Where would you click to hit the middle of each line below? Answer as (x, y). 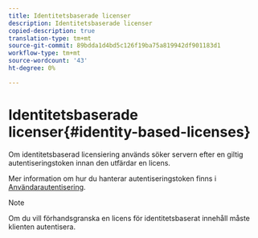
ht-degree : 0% (32, 68)
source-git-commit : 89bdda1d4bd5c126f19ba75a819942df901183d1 (115, 46)
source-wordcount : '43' (48, 61)
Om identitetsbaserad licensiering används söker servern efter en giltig (126, 154)
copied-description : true (51, 31)
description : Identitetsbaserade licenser (80, 23)
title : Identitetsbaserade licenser (70, 16)
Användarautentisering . (47, 187)
